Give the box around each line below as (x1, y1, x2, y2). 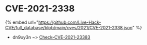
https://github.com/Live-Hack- (38, 19, 101, 25)
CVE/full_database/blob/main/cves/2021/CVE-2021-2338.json (5, 24, 132, 30)
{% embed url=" (5, 19, 39, 25)
